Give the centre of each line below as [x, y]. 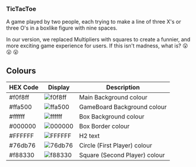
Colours [21, 71]
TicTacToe [21, 9]
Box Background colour [112, 117]
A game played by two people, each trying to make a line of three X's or [94, 22]
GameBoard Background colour [123, 107]
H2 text [89, 136]
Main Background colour [113, 98]
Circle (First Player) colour [115, 146]
